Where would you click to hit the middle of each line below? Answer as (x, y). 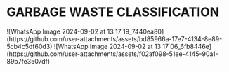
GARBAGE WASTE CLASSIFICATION (113, 12)
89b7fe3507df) (28, 61)
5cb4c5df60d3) (30, 46)
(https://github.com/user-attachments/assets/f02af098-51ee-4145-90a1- (112, 54)
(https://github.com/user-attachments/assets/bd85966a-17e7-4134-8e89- (115, 38)
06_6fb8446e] (191, 46)
